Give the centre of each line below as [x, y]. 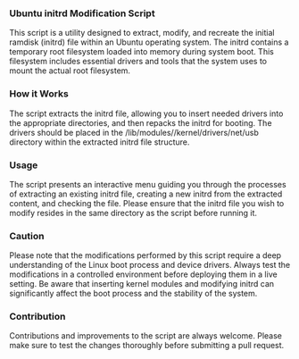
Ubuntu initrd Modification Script [82, 13]
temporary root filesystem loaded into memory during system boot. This [141, 52]
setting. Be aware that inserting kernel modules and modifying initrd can [142, 284]
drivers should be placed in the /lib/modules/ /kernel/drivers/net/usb [134, 132]
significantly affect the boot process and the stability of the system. [133, 294]
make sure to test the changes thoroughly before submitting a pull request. [147, 346]
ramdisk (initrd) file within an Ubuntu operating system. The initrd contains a [149, 42]
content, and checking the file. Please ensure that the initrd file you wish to [147, 203]
